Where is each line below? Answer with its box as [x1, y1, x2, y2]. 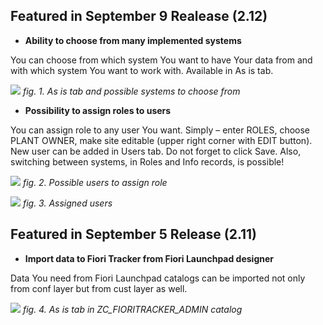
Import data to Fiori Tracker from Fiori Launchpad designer [24, 252, 275, 264]
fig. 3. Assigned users [22, 197, 113, 209]
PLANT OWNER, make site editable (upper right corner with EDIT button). [10, 134, 313, 146]
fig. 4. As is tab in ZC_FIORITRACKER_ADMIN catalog [22, 303, 243, 315]
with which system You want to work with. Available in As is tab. [10, 64, 274, 76]
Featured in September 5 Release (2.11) [10, 226, 258, 243]
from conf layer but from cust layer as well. [10, 282, 188, 294]
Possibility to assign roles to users [24, 104, 172, 116]
